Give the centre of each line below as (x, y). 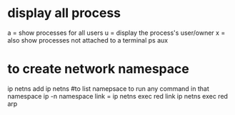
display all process (64, 13)
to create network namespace (98, 69)
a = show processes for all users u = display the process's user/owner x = (116, 33)
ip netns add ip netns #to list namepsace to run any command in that (108, 88)
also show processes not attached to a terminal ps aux (88, 40)
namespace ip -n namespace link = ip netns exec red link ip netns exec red (118, 96)
